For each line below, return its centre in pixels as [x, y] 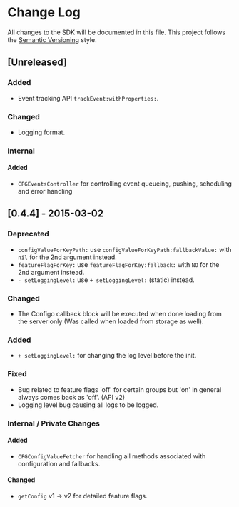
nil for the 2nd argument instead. [67, 257]
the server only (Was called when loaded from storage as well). [111, 321]
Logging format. [41, 132]
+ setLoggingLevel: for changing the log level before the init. [107, 356]
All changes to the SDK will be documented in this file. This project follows [117, 32]
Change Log [44, 12]
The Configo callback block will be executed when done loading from [120, 314]
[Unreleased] [37, 62]
